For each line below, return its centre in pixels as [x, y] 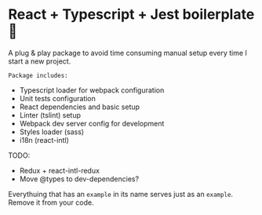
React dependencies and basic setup [79, 107]
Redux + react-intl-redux [60, 170]
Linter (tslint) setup [50, 115]
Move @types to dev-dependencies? [79, 179]
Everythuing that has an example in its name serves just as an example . [121, 194]
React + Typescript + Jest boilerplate [131, 15]
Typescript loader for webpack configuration [92, 90]
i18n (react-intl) [44, 140]
